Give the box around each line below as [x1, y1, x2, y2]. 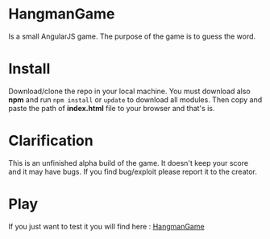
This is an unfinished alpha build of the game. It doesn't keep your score [8, 158, 248, 167]
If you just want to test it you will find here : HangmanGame [8, 221, 205, 231]
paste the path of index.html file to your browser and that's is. [8, 103, 215, 113]
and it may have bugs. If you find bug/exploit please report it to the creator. [8, 167, 258, 176]
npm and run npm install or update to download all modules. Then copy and [8, 94, 263, 105]
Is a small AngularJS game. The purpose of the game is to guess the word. [8, 31, 256, 41]
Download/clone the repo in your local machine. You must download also [8, 86, 251, 96]
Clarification [8, 132, 94, 150]
